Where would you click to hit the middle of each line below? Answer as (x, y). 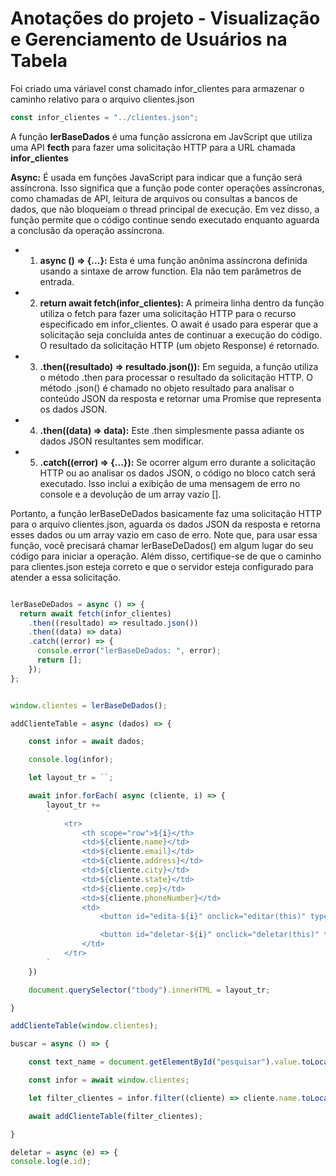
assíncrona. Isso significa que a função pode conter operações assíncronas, (167, 188)
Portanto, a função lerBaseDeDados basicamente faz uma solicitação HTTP (166, 513)
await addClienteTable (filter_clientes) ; (115, 1116)
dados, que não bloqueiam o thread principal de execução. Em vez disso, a (165, 209)
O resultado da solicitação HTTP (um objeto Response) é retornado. (179, 345)
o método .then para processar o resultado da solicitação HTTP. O (176, 377)
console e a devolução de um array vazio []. (130, 494)
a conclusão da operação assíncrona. (87, 230)
